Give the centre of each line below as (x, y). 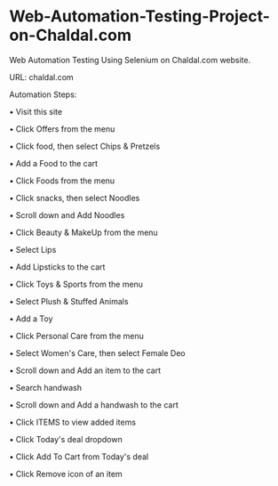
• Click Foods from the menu (62, 181)
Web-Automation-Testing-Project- (140, 16)
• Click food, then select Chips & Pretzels (85, 146)
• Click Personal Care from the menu (76, 336)
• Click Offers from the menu (62, 129)
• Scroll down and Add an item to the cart (85, 370)
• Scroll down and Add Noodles (67, 215)
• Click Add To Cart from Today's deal (79, 457)
